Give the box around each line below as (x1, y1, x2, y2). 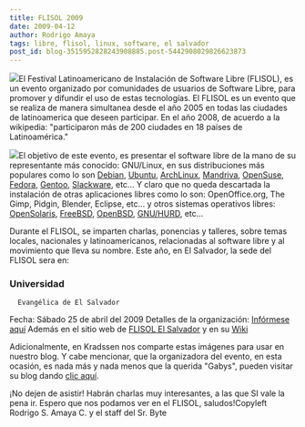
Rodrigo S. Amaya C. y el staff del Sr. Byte (9, 407, 168, 419)
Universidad (9, 278, 66, 290)
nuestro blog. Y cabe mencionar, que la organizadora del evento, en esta (9, 351, 282, 362)
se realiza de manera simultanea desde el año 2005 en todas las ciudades (9, 102, 289, 114)
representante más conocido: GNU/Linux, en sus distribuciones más (9, 160, 266, 171)
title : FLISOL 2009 (9, 13, 84, 23)
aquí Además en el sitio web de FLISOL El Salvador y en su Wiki (9, 324, 249, 335)
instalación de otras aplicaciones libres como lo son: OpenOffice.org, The (9, 188, 285, 200)
